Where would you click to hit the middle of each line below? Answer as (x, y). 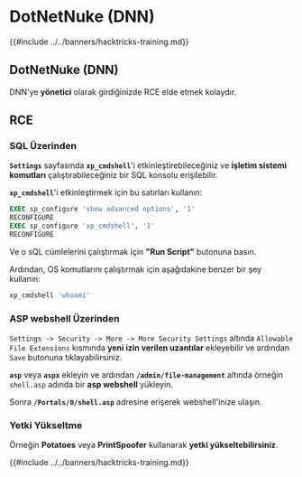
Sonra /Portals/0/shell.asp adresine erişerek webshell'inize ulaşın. (136, 402)
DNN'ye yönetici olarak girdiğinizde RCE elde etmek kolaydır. (123, 91)
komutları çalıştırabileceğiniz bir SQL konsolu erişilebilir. (114, 175)
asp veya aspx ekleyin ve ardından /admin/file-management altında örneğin (146, 375)
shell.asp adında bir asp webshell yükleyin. (92, 385)
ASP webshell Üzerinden (64, 318)
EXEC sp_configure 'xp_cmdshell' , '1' (82, 226)
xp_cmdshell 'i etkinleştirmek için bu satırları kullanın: (106, 192)
